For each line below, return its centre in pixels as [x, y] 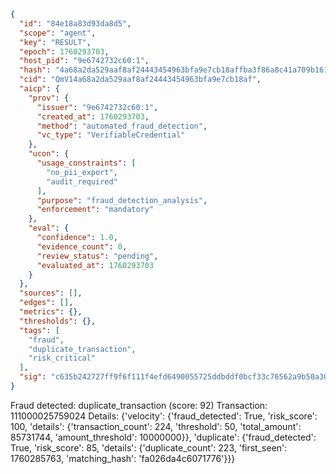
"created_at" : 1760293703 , [93, 116]
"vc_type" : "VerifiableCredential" [111, 135]
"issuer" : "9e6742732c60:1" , [97, 107]
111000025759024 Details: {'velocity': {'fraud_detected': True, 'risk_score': [164, 416]
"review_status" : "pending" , [97, 256]
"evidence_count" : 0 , [82, 246]
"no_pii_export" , [82, 172]
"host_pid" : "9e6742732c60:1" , [84, 61]
